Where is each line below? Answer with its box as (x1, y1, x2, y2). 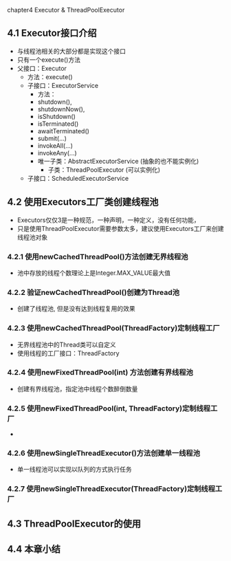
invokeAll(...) (37, 141, 74, 150)
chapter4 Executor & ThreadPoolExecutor (7, 6, 125, 14)
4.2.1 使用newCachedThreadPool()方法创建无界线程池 (7, 252, 188, 261)
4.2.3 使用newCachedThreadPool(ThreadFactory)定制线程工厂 (7, 323, 220, 333)
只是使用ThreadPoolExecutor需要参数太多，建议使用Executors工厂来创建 (16, 224, 224, 232)
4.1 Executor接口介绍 (7, 27, 98, 39)
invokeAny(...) (37, 148, 77, 157)
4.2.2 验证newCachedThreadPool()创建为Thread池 (7, 287, 180, 297)
